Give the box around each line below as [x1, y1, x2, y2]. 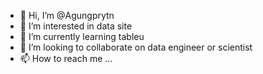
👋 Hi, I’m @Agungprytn [19, 10, 115, 21]
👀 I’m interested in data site [19, 20, 133, 32]
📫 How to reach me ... [19, 53, 113, 64]
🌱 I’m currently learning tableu [19, 31, 145, 42]
